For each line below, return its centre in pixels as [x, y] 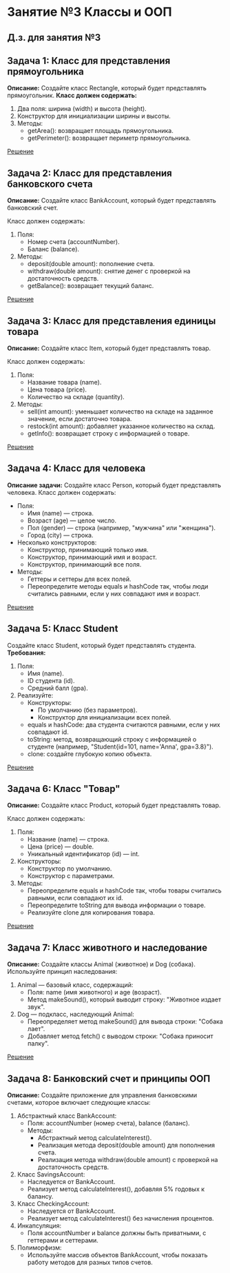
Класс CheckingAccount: [53, 1204]
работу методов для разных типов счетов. [90, 1263]
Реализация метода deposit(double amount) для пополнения [126, 1145]
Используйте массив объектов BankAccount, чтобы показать [117, 1255]
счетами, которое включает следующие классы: [79, 1103]
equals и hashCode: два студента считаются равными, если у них [124, 724]
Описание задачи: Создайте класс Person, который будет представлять [114, 485]
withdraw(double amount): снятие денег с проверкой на [109, 271]
